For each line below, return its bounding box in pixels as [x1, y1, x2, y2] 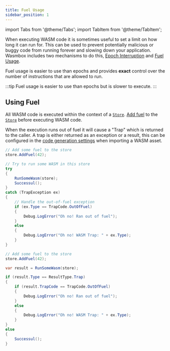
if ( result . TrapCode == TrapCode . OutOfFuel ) [14, 284, 111, 289]
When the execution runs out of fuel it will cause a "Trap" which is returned [5, 127, 163, 133]
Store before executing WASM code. [5, 117, 83, 123]
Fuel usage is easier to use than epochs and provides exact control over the [5, 67, 165, 74]
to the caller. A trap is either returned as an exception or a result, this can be [5, 132, 165, 138]
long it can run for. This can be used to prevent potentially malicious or [5, 41, 154, 48]
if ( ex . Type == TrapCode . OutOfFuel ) [14, 204, 93, 209]
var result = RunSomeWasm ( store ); [5, 265, 79, 271]
